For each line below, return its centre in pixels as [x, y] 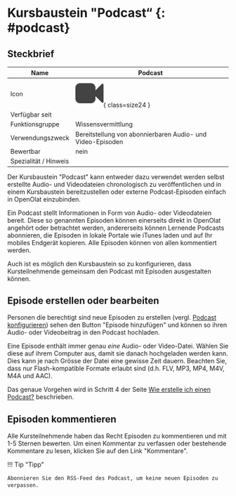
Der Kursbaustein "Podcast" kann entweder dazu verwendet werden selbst [116, 176]
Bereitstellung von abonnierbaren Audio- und [141, 134]
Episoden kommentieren [62, 419]
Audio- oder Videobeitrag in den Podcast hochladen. [84, 332]
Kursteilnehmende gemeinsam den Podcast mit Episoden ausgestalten [110, 271]
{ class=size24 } [127, 105]
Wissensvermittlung [104, 124]
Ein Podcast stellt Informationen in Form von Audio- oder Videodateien [110, 213]
